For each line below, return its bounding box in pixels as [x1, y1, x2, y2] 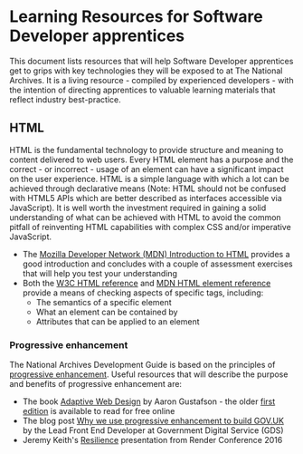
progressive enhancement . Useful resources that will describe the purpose [9, 369, 289, 380]
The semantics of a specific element [35, 296, 172, 307]
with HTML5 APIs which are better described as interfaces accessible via [9, 192, 282, 203]
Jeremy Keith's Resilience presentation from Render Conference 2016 [22, 435, 283, 446]
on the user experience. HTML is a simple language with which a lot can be [9, 173, 289, 184]
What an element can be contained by [35, 306, 178, 317]
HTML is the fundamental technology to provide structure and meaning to [9, 144, 284, 155]
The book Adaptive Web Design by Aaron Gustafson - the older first [22, 396, 276, 407]
